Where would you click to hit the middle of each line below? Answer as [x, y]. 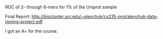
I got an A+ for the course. [31, 31]
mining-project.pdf [24, 22]
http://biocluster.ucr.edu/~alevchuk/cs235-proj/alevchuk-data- [95, 16]
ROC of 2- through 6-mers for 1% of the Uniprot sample [61, 7]
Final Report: [18, 16]
